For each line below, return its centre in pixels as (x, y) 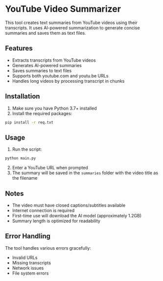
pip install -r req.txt (29, 122)
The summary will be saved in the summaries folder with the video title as (85, 173)
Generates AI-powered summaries (47, 65)
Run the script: (27, 149)
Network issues (28, 268)
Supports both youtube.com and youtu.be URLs (60, 76)
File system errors (30, 273)
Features (19, 48)
